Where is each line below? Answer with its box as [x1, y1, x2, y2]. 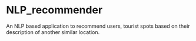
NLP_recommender [6, 3, 103, 17]
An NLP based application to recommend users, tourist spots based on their [6, 23, 190, 29]
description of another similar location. [6, 28, 100, 35]
